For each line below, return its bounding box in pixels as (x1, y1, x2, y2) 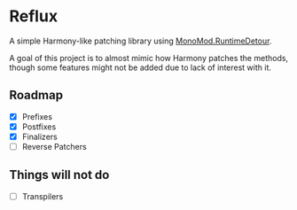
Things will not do (9, 167, 110, 183)
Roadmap (9, 88, 64, 103)
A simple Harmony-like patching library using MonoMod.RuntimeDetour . (9, 35, 272, 46)
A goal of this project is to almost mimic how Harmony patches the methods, (9, 52, 289, 63)
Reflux (9, 6, 59, 27)
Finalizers (21, 131, 58, 142)
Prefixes (21, 111, 53, 121)
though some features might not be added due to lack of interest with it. (9, 62, 272, 73)
